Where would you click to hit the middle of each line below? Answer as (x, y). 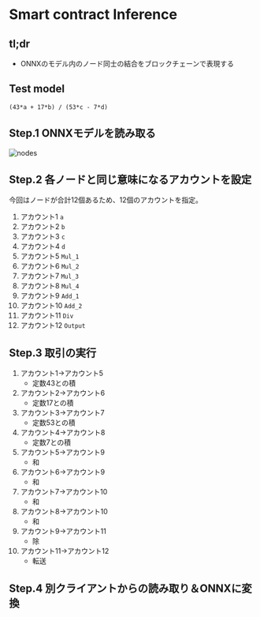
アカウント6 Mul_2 (50, 266)
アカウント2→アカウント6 (63, 393)
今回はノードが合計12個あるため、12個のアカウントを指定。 (106, 200)
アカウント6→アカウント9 (63, 472)
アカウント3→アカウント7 (62, 413)
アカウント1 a (42, 217)
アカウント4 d (43, 246)
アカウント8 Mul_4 (50, 286)
